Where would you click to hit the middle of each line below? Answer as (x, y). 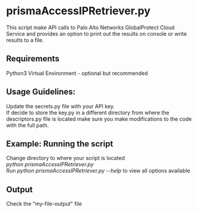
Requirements (33, 59)
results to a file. (25, 40)
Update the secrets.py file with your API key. (60, 106)
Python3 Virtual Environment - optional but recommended (77, 73)
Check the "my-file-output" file (44, 204)
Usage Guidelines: (41, 92)
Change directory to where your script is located (65, 158)
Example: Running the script (60, 144)
